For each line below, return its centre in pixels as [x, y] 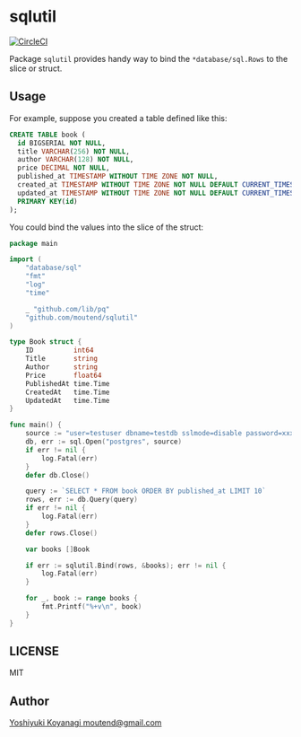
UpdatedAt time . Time [68, 400]
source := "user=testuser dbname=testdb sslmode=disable [134, 434]
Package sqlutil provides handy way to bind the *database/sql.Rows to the [149, 58]
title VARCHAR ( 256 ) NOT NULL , [73, 151]
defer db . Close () [58, 475]
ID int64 [60, 351]
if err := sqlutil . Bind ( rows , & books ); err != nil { [126, 566]
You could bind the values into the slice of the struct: [107, 227]
